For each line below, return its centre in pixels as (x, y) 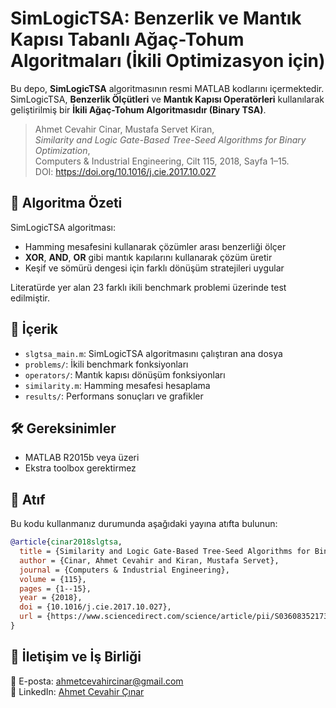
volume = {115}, (53, 579)
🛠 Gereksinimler (63, 428)
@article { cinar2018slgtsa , (66, 542)
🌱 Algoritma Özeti (66, 203)
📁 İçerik (34, 329)
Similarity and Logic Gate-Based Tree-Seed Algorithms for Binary (170, 139)
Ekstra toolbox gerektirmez (80, 468)
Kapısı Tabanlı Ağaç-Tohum (127, 39)
